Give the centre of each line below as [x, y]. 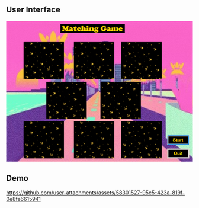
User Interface [33, 10]
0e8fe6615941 [24, 199]
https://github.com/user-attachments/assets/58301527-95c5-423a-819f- [96, 193]
